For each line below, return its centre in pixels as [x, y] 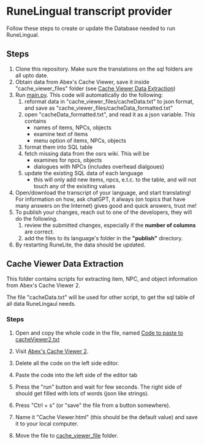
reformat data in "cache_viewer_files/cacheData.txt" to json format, [109, 101]
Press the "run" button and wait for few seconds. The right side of [98, 387]
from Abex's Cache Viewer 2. [43, 285]
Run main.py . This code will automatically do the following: [89, 95]
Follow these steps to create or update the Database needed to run [91, 28]
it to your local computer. [47, 424]
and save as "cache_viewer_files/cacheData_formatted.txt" [99, 108]
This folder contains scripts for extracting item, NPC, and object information [102, 279]
